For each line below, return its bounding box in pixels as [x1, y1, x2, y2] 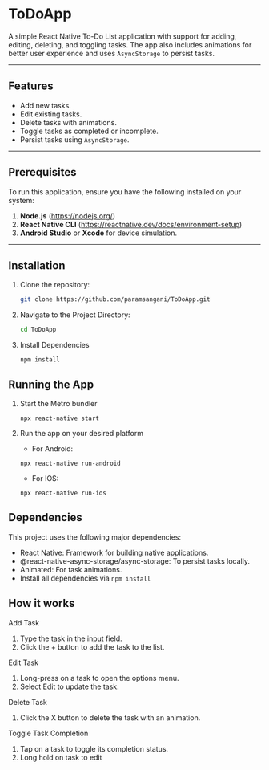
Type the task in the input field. [19, 634, 122, 643]
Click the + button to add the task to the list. [19, 642, 165, 651]
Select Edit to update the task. [19, 682, 120, 691]
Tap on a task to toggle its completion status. [19, 744, 169, 753]
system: [8, 195, 34, 205]
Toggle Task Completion [8, 728, 89, 738]
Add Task [8, 617, 40, 627]
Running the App [8, 377, 94, 391]
